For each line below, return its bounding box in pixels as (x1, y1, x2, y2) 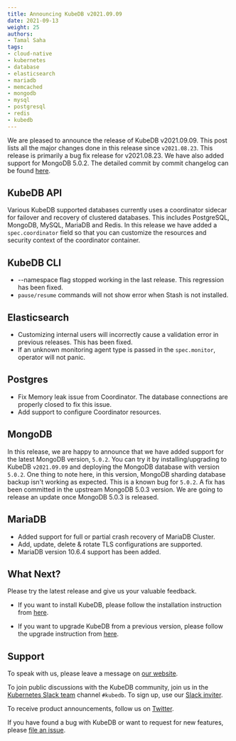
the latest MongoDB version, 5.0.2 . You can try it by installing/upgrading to (7, 455, 227, 463)
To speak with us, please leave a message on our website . (7, 669, 178, 678)
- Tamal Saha (7, 37, 46, 44)
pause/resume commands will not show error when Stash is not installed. (17, 291, 229, 299)
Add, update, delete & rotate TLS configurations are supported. (17, 539, 203, 549)
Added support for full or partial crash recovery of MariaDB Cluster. (17, 532, 215, 541)
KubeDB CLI (7, 256, 62, 269)
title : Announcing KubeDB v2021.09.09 (7, 10, 122, 18)
